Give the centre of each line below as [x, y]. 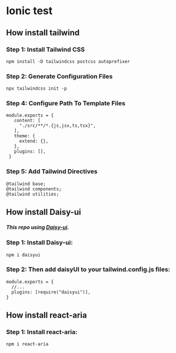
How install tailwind [43, 33]
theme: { [24, 136]
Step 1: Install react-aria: [42, 332]
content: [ [27, 121]
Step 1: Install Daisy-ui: [39, 243]
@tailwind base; [26, 184]
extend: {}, [34, 141]
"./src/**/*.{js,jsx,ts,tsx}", [57, 126]
